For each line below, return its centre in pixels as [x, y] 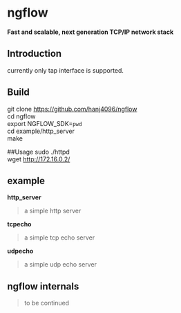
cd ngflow [21, 116]
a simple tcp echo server [59, 238]
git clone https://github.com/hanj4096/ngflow [72, 109]
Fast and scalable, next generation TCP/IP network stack [90, 32]
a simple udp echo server [60, 265]
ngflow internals [43, 286]
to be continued [47, 303]
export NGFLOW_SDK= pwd [45, 123]
